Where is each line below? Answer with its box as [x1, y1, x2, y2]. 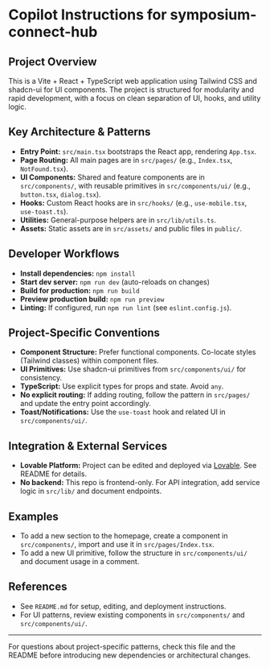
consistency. [19, 373, 63, 383]
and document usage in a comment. [19, 557, 140, 566]
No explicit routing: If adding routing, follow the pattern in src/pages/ [19, 390, 251, 400]
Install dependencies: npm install [19, 268, 137, 278]
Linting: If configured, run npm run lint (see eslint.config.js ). [19, 302, 232, 312]
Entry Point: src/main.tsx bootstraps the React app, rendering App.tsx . [19, 147, 257, 156]
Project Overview [8, 55, 97, 68]
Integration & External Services [8, 439, 167, 453]
